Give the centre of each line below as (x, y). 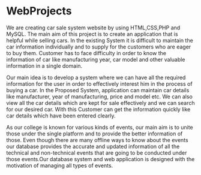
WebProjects (39, 11)
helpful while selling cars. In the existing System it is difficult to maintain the (100, 40)
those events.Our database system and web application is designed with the (100, 159)
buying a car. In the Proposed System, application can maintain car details (98, 90)
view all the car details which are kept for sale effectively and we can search (100, 102)
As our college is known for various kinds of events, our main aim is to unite (100, 127)
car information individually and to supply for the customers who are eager (99, 47)
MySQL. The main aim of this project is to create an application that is (92, 34)
